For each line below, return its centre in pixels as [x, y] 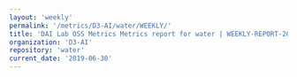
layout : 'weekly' [41, 17]
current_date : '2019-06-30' [61, 58]
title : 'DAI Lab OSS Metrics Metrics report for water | [116, 34]
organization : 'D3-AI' [51, 42]
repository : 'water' [47, 50]
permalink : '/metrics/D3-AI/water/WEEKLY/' [91, 26]
